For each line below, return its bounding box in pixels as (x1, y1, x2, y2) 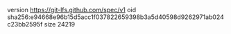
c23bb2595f (7, 20, 43, 28)
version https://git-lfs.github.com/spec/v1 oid (7, 6, 137, 14)
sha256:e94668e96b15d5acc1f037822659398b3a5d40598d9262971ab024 (7, 13, 224, 21)
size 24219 (44, 20, 75, 28)
